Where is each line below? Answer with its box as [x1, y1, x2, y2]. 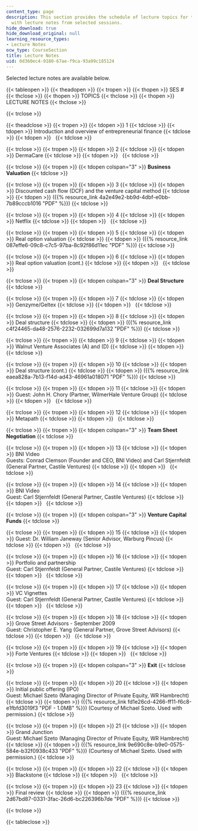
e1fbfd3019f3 [6, 704, 38, 712]
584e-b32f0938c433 [6, 747, 58, 754]
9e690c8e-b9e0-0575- [127, 741, 185, 748]
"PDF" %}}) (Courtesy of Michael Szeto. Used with [59, 747, 183, 754]
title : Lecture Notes [6, 53, 60, 59]
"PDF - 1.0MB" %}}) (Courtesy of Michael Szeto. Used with [39, 704, 183, 712]
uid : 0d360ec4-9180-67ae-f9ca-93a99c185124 [6, 58, 115, 64]
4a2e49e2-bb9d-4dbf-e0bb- [99, 193, 171, 201]
